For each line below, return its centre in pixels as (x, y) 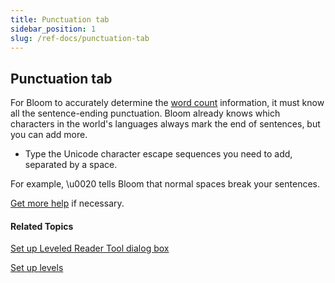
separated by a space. (71, 165)
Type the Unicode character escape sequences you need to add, (158, 154)
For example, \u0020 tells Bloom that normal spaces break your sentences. (165, 184)
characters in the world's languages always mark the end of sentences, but (165, 124)
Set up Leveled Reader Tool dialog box (90, 248)
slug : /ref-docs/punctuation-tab (80, 38)
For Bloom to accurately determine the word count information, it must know (167, 103)
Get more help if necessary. (67, 203)
